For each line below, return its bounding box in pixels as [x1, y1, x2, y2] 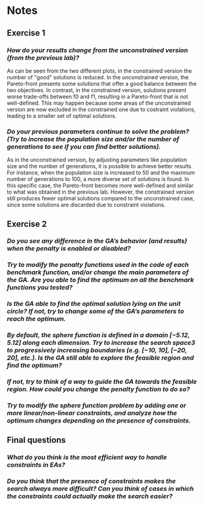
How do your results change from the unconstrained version [7, 46, 188, 54]
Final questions [7, 435, 66, 445]
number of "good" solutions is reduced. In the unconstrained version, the [7, 73, 189, 80]
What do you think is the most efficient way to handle [7, 453, 167, 462]
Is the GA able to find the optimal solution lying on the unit [7, 300, 181, 308]
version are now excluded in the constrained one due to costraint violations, [7, 105, 196, 113]
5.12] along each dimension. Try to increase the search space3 [7, 338, 196, 347]
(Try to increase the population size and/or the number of [7, 134, 179, 143]
